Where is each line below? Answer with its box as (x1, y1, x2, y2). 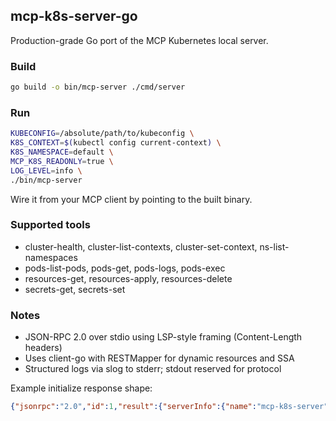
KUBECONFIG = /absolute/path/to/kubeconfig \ (10, 129, 195, 139)
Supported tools (10, 218, 91, 232)
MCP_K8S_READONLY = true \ (10, 156, 114, 166)
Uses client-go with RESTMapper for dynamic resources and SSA (24, 352, 295, 364)
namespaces (24, 251, 78, 263)
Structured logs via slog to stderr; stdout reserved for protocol (24, 363, 282, 375)
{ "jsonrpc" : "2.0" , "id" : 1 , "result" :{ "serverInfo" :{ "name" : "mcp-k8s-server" (10, 402, 329, 412)
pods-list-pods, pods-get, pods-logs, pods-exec (24, 262, 226, 274)
